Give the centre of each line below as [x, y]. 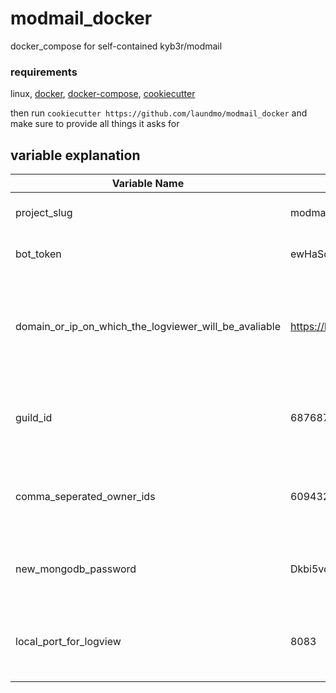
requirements [44, 72]
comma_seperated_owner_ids [85, 497]
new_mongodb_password [76, 569]
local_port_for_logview [68, 642]
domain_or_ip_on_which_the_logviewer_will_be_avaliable [148, 327]
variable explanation [75, 155]
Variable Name [148, 184]
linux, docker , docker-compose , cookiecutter [103, 94]
